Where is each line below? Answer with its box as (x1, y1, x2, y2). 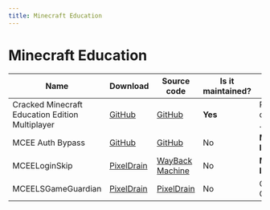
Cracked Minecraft (12, 99, 83, 110)
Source (162, 75, 190, 87)
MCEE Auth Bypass (12, 137, 86, 148)
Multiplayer (12, 119, 55, 130)
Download (109, 80, 149, 91)
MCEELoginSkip (12, 160, 73, 171)
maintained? (202, 85, 252, 96)
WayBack (156, 155, 193, 166)
